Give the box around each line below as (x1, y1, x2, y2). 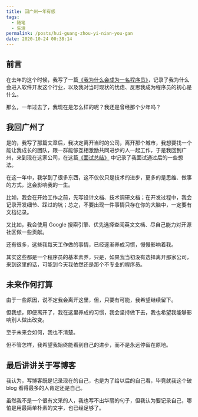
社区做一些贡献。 (6, 228, 48, 235)
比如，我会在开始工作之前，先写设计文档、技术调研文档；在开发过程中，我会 (6, 193, 192, 201)
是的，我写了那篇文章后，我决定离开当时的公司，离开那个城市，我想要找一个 (6, 139, 192, 146)
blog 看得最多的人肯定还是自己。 (6, 385, 85, 392)
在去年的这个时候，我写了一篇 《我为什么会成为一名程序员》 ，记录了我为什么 (6, 76, 190, 83)
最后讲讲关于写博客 (6, 360, 76, 370)
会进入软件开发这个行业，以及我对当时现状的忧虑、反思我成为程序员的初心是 (6, 83, 192, 90)
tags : (6, 14, 19, 20)
